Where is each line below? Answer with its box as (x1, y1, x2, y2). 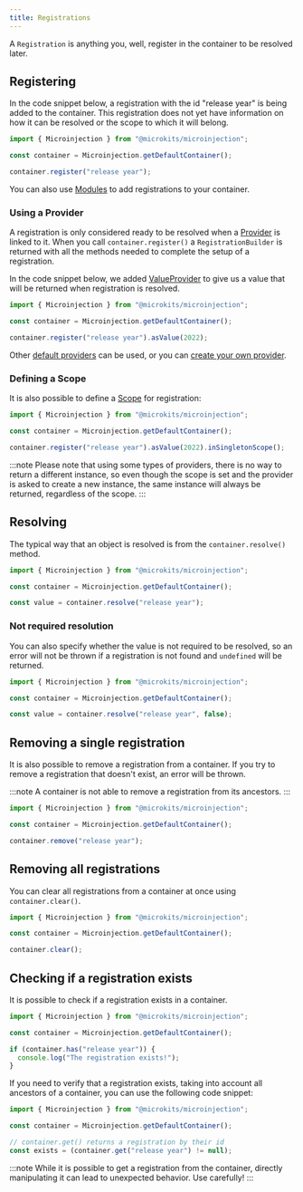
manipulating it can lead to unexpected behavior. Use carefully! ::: (9, 1172, 254, 1183)
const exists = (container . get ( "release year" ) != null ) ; (9, 1146, 232, 1155)
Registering (9, 74, 77, 90)
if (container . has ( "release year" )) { (9, 1044, 156, 1053)
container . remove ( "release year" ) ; (9, 836, 144, 845)
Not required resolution (9, 620, 114, 632)
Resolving (9, 514, 68, 530)
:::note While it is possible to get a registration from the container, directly (9, 1162, 283, 1173)
